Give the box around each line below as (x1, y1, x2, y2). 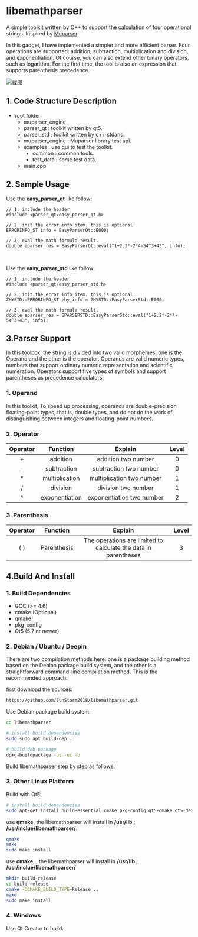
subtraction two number (92, 464, 159, 472)
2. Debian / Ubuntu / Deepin (6, 642, 87, 650)
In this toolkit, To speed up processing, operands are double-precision (6, 402, 177, 409)
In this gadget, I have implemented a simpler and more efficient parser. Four (6, 41, 190, 48)
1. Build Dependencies (6, 589, 71, 597)
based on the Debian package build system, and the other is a (6, 662, 157, 669)
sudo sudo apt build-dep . (6, 735, 72, 741)
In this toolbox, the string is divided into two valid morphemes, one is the (6, 349, 183, 356)
